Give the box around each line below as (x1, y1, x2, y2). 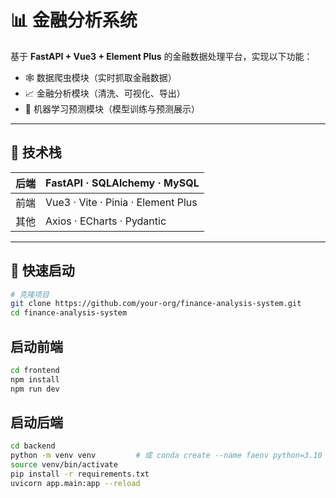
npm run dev (10, 384, 60, 394)
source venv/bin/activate (10, 460, 118, 470)
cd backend (10, 441, 56, 451)
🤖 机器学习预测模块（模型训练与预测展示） (24, 102, 200, 115)
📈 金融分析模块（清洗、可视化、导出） (24, 87, 186, 99)
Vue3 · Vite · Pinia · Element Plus (45, 195, 198, 209)
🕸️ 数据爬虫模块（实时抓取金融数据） (24, 71, 177, 83)
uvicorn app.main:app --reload (10, 478, 141, 488)
